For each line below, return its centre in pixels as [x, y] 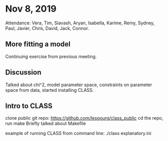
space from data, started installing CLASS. [49, 90]
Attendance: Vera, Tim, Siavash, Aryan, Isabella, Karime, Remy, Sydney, [80, 23]
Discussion [23, 72]
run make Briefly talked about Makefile [46, 124]
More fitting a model [38, 44]
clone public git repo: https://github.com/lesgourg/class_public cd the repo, [84, 118]
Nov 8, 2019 [31, 9]
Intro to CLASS [29, 106]
